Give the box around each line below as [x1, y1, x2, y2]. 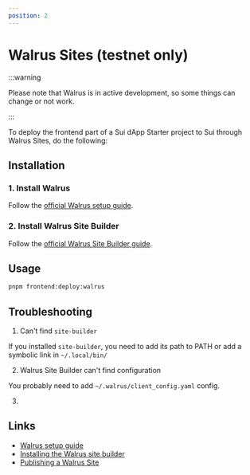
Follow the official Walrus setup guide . [8, 201, 134, 210]
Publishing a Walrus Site [19, 457, 100, 467]
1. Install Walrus [8, 183, 71, 194]
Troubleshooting [8, 304, 93, 319]
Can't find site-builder [19, 326, 98, 336]
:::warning [8, 73, 41, 82]
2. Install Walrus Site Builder [8, 221, 119, 232]
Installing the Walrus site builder [19, 449, 125, 458]
